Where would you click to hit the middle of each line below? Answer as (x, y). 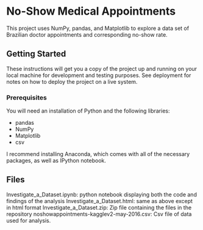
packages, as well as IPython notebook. (56, 161)
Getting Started (36, 54)
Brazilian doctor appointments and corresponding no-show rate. (87, 34)
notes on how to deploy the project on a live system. (72, 81)
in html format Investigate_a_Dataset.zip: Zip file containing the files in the (99, 207)
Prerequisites (27, 97)
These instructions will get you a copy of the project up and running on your (101, 69)
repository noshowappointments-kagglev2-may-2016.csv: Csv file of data (99, 214)
